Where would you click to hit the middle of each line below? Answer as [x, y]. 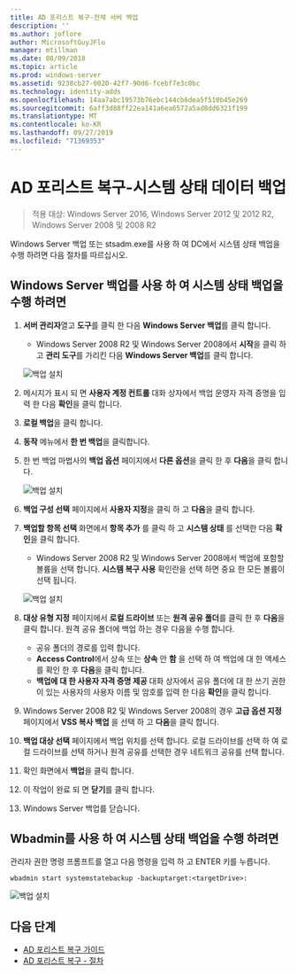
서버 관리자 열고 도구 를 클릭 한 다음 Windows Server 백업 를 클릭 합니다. [147, 325]
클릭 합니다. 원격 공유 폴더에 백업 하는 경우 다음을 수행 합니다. [129, 628]
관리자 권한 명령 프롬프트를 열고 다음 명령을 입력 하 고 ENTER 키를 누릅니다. [140, 861]
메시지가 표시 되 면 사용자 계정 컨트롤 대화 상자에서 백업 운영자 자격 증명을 [149, 393]
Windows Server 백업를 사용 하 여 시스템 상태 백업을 [147, 286]
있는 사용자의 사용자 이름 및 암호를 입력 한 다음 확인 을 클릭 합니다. [159, 691]
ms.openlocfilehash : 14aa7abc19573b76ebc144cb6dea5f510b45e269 [129, 100]
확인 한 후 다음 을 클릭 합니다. [95, 669]
